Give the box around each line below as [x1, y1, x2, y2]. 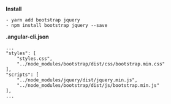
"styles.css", [17, 56, 53, 62]
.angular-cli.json [6, 33, 50, 40]
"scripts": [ [6, 72, 39, 78]
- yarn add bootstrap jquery [6, 17, 80, 23]
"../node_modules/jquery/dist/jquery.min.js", [17, 77, 138, 83]
